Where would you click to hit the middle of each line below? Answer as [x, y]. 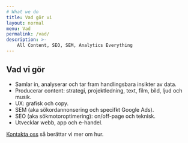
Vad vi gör [26, 70]
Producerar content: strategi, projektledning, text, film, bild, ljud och [99, 90]
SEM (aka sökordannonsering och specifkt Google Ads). [84, 109]
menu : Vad [19, 29]
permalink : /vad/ [28, 34]
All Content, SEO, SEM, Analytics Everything [75, 46]
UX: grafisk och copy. [42, 103]
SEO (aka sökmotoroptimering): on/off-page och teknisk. [85, 116]
